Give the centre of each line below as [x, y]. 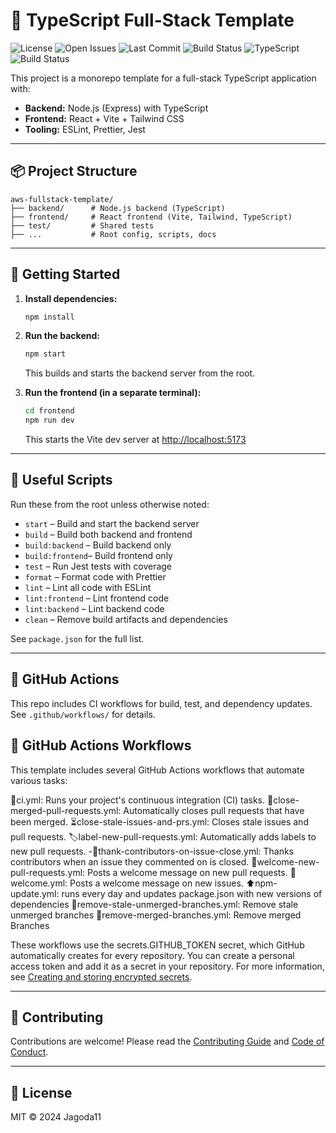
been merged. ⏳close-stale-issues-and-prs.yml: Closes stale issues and [159, 821]
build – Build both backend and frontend [108, 534]
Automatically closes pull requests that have [214, 810]
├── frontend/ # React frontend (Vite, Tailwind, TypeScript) [151, 217]
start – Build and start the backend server [112, 523]
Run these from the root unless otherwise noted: [110, 504]
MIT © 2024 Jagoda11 [56, 1117]
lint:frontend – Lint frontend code [97, 598]
